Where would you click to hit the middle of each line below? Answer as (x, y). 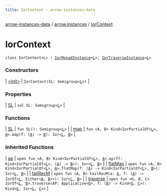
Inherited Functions (30, 147)
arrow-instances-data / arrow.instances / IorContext (59, 24)
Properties (18, 94)
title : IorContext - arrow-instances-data (50, 10)
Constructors (22, 70)
